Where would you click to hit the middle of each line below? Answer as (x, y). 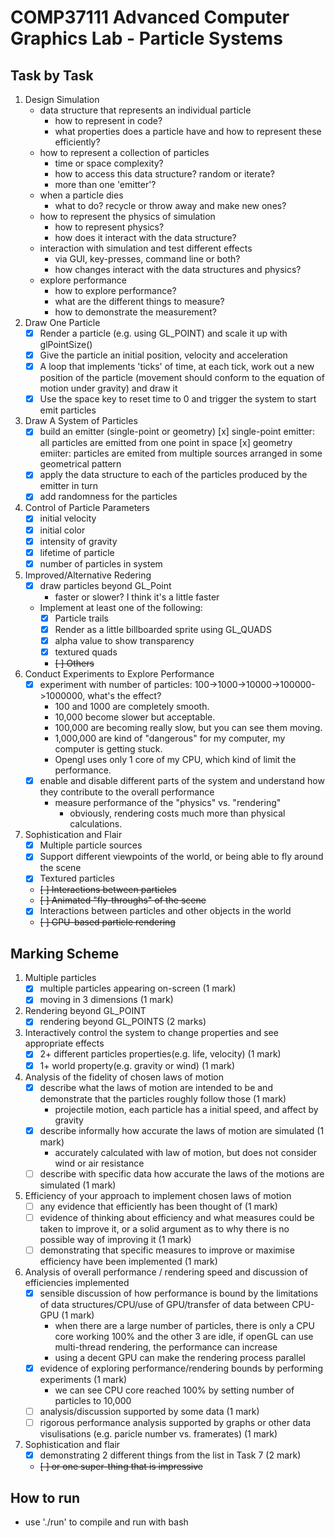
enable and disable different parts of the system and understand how (182, 781)
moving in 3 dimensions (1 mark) (106, 1000)
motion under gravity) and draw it (108, 388)
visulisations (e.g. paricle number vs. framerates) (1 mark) (158, 1434)
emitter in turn (69, 486)
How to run (45, 1497)
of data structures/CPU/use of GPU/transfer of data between (164, 1304)
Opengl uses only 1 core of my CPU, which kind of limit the (175, 760)
